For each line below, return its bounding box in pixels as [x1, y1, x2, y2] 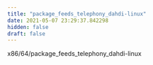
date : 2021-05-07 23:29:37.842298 [7, 17, 109, 24]
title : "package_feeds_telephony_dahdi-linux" [7, 10, 147, 18]
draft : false [7, 30, 46, 37]
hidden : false [7, 23, 49, 30]
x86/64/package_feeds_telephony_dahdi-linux [7, 49, 142, 58]
